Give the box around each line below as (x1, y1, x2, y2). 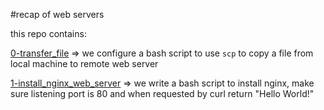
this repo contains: (10, 28, 87, 39)
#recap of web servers (10, 9, 105, 20)
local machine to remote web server (10, 58, 159, 69)
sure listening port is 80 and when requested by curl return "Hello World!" (10, 88, 315, 99)
